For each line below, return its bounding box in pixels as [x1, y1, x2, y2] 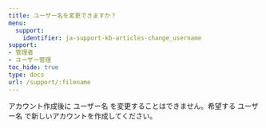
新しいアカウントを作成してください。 [30, 111, 157, 120]
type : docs [8, 71, 45, 79]
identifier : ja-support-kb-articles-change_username [22, 33, 202, 42]
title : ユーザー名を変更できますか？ [8, 11, 117, 20]
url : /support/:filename [8, 78, 91, 86]
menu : [8, 19, 26, 27]
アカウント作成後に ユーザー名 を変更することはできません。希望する [8, 101, 236, 111]
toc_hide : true [8, 64, 59, 72]
